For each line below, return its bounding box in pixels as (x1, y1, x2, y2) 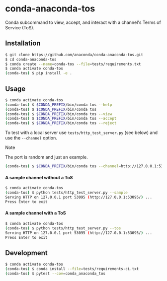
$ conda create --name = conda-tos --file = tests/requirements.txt (5, 62, 141, 67)
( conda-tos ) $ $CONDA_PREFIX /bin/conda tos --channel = (5, 164, 121, 169)
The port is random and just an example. (5, 154, 88, 160)
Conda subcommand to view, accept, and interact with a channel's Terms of (5, 19, 162, 25)
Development (5, 249, 48, 257)
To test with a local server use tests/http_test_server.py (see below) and (5, 130, 158, 136)
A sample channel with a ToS (5, 210, 66, 216)
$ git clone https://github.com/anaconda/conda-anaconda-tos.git (5, 52, 143, 57)
